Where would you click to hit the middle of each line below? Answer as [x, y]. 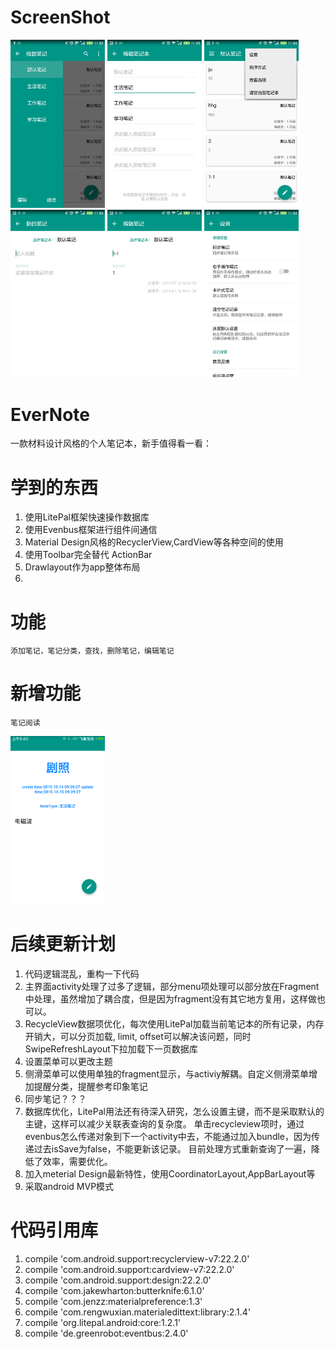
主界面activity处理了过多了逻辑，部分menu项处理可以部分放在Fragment [172, 986]
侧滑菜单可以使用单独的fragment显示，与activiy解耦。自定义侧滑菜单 [166, 1073]
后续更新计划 [63, 944]
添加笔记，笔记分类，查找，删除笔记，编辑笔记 [92, 651]
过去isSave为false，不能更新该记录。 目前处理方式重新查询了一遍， [172, 1148]
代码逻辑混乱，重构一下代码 [82, 973]
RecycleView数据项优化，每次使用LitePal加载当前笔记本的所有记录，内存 [174, 1023]
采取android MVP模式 [69, 1186]
